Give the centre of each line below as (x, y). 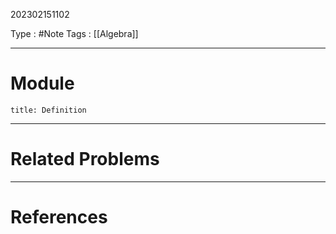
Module (42, 83)
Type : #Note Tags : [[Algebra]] (74, 33)
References (59, 217)
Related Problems (85, 159)
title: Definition (48, 110)
